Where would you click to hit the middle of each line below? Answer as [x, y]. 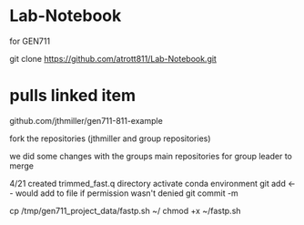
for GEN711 [30, 41]
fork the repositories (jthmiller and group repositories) [110, 138]
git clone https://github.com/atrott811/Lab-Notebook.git [113, 58]
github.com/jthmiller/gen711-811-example [86, 120]
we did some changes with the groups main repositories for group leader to [151, 156]
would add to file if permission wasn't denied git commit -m [127, 193]
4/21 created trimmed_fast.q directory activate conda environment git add [148, 183]
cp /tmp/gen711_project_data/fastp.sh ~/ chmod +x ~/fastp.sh [125, 210]
